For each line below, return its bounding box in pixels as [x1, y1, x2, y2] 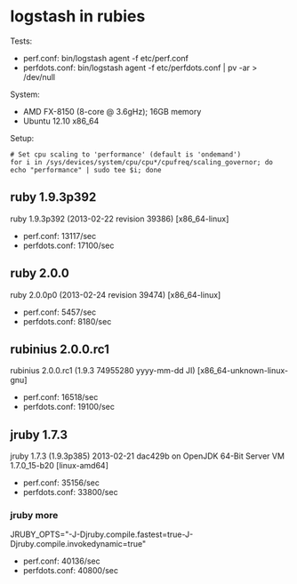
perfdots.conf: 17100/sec [22, 240, 115, 251]
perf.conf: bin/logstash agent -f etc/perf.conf [22, 52, 189, 63]
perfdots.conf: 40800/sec [22, 565, 119, 576]
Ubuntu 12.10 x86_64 [22, 116, 100, 126]
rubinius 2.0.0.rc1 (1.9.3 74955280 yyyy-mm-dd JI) [10, 365, 196, 376]
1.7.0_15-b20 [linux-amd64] [10, 460, 109, 471]
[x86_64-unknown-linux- [197, 365, 289, 376]
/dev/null [22, 71, 56, 82]
